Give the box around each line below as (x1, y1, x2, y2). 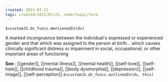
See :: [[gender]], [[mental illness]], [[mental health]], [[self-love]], (5, 60, 142, 66)
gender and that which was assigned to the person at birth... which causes (5, 40, 160, 46)
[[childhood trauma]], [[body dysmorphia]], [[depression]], (20, 66, 142, 72)
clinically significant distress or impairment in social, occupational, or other (5, 45, 161, 51)
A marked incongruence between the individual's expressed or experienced (5, 35, 163, 41)
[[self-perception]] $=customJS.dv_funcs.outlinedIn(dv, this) (23, 71, 154, 77)
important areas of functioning (5, 51, 69, 57)
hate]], (5, 66, 19, 72)
